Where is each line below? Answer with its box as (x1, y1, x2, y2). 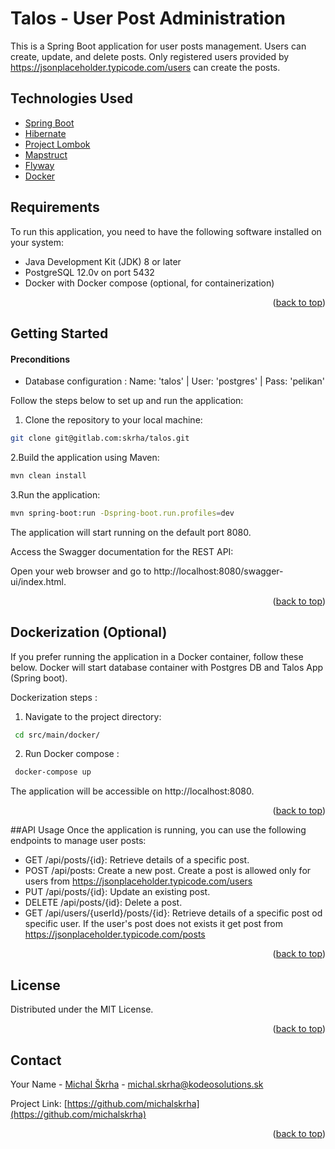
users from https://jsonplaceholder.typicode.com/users (24, 875, 253, 887)
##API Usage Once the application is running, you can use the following (10, 824, 307, 836)
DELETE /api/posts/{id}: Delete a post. (24, 897, 183, 909)
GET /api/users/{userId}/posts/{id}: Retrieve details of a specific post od (24, 907, 323, 919)
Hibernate (24, 127, 67, 139)
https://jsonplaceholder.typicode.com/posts (24, 928, 206, 941)
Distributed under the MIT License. (10, 1003, 154, 1016)
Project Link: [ (10, 1097, 68, 1109)
